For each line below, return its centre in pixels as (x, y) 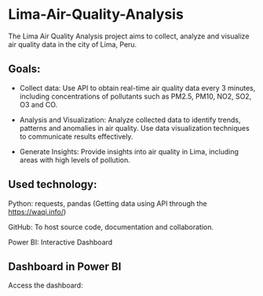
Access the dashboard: (46, 285)
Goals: (24, 69)
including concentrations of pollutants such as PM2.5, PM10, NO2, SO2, (135, 96)
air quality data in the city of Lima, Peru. (73, 44)
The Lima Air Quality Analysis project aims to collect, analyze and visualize (129, 36)
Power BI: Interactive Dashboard (60, 242)
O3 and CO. (38, 104)
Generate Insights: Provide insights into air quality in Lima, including (129, 151)
